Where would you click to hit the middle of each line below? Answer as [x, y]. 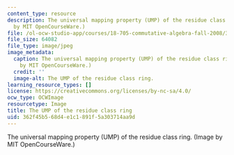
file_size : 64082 [32, 40]
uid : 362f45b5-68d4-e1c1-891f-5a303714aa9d [71, 117]
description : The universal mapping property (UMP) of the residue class [117, 20]
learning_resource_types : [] [49, 85]
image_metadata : [31, 53]
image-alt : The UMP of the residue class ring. [84, 78]
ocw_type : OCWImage [36, 98]
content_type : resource [42, 14]
